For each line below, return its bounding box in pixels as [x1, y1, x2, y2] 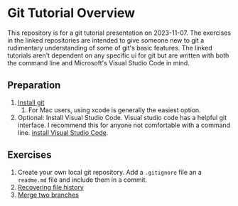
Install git [17, 98, 45, 107]
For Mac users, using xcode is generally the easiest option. [28, 105, 201, 114]
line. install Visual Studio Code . [17, 128, 109, 136]
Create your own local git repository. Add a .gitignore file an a [17, 168, 202, 176]
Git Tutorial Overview [7, 5, 136, 21]
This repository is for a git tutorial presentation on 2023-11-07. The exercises [7, 28, 232, 37]
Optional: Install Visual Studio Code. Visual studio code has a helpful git [17, 113, 227, 121]
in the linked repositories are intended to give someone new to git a [7, 36, 205, 44]
